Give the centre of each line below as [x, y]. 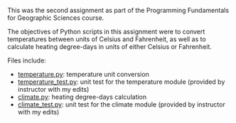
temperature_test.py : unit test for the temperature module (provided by [121, 82]
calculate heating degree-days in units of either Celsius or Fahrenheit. [109, 47]
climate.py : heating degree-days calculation [82, 97]
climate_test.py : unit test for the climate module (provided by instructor [121, 105]
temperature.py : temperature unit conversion [83, 74]
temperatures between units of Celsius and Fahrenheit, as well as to [107, 39]
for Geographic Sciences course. [56, 18]
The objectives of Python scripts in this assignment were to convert [106, 32]
